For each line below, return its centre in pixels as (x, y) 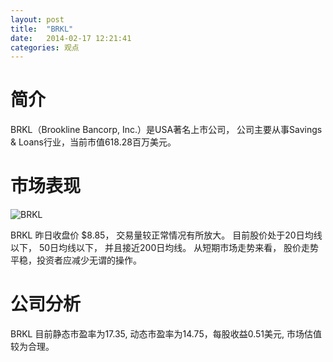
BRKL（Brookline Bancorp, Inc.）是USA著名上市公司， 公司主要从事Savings (166, 130)
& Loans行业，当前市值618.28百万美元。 (93, 142)
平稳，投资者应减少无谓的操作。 (76, 260)
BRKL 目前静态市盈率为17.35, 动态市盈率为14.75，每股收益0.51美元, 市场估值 (166, 334)
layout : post (37, 19)
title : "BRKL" (42, 29)
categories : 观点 (45, 47)
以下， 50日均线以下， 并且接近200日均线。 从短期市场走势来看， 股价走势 (165, 248)
